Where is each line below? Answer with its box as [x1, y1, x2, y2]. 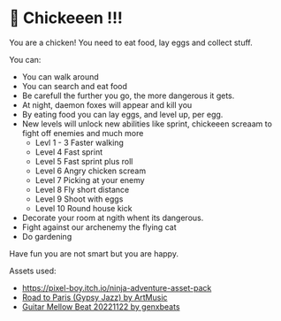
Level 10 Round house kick [34, 203, 133, 213]
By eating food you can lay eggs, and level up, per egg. [21, 109, 224, 119]
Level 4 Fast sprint [34, 146, 103, 157]
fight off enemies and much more [21, 127, 144, 138]
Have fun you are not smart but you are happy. [9, 248, 179, 259]
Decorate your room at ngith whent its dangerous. [21, 212, 204, 223]
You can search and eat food [21, 80, 128, 91]
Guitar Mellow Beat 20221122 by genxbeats [21, 301, 180, 312]
